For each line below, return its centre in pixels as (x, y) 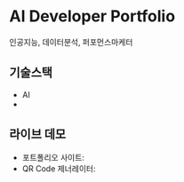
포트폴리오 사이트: (53, 157)
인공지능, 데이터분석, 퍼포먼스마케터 (71, 42)
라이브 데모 (38, 135)
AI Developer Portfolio (92, 16)
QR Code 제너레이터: (59, 168)
